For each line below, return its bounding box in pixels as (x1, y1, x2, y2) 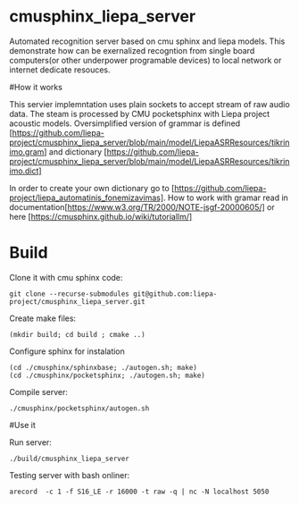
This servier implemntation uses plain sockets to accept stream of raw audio (9, 98, 290, 109)
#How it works (9, 81, 62, 92)
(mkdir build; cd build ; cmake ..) (9, 330, 145, 339)
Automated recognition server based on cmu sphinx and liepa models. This (9, 36, 286, 46)
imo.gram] (9, 146, 47, 157)
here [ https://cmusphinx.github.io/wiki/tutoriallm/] (9, 211, 193, 222)
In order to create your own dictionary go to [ (9, 182, 175, 193)
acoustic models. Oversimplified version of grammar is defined (9, 118, 241, 129)
